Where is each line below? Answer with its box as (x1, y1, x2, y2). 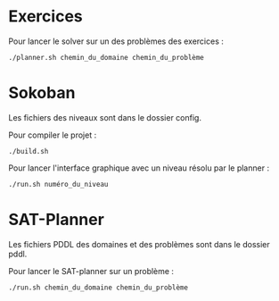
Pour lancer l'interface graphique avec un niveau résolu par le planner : (8, 163, 269, 173)
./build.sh (8, 146, 49, 155)
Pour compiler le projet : (8, 130, 97, 140)
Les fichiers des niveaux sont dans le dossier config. (8, 112, 202, 122)
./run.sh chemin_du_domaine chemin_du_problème (8, 283, 189, 292)
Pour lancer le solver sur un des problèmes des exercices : (8, 36, 224, 46)
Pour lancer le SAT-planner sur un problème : (8, 265, 175, 276)
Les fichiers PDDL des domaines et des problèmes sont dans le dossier (8, 238, 270, 249)
